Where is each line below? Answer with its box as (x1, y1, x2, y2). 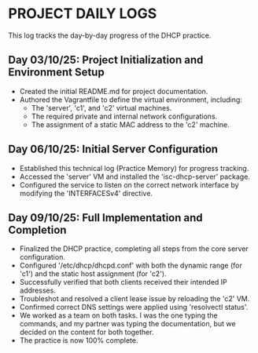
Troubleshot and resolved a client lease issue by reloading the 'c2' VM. (19, 294, 250, 304)
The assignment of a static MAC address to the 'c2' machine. (31, 119, 230, 129)
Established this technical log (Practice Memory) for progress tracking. (19, 163, 249, 173)
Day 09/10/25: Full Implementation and (8, 211, 203, 224)
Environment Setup (8, 66, 105, 79)
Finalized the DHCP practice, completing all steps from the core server (19, 244, 249, 253)
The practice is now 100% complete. (19, 336, 138, 345)
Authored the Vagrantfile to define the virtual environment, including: (19, 95, 242, 104)
